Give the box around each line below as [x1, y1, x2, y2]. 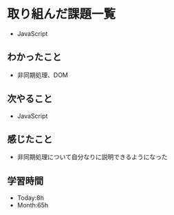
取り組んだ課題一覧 [7, 6, 116, 22]
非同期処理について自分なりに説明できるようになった [17, 153, 168, 161]
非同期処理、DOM [17, 70, 69, 79]
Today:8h [17, 194, 45, 202]
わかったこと [7, 51, 62, 63]
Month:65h [17, 201, 49, 209]
